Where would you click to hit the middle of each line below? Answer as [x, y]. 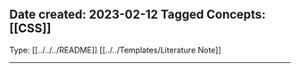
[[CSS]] [30, 29]
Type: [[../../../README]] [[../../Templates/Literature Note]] [115, 50]
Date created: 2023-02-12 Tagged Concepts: [137, 15]
